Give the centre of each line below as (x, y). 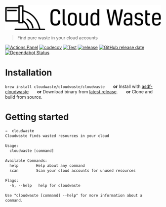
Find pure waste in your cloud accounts (57, 38)
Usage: (12, 146)
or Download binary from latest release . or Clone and (95, 92)
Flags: (12, 181)
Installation (29, 73)
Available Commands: (26, 161)
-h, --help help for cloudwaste (45, 186)
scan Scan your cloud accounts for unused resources (73, 171)
